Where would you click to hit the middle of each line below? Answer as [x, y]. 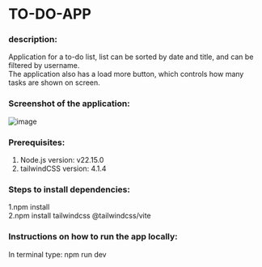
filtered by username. [44, 66]
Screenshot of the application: [70, 104]
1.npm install [29, 207]
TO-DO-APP [50, 14]
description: [33, 40]
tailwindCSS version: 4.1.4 [63, 169]
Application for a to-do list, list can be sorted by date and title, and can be [131, 57]
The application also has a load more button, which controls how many [126, 74]
